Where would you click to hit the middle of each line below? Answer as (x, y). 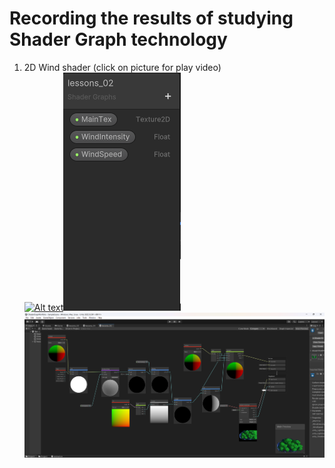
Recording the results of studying (151, 18)
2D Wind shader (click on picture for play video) (122, 67)
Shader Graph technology (118, 39)
